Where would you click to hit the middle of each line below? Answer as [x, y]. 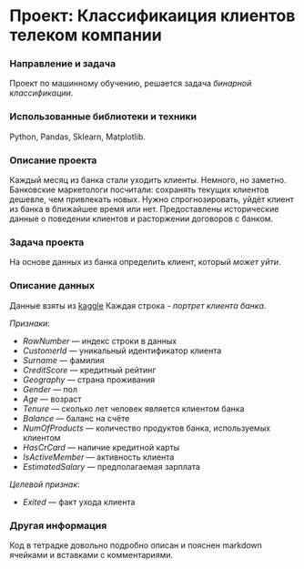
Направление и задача [63, 64]
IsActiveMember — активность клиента [98, 457]
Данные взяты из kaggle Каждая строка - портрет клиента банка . [138, 305]
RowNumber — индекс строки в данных [100, 340]
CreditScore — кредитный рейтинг [89, 370]
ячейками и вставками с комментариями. [91, 554]
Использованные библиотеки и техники [103, 117]
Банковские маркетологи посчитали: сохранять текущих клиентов [139, 190]
